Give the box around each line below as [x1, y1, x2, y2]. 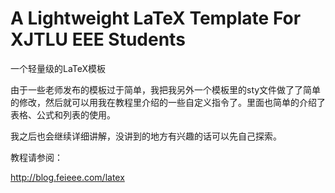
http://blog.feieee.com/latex [10, 171, 125, 183]
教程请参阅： [10, 151, 63, 163]
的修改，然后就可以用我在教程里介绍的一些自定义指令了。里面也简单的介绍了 [10, 96, 326, 108]
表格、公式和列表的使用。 [10, 108, 116, 121]
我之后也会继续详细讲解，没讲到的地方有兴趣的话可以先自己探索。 [10, 130, 282, 142]
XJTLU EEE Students [10, 28, 186, 51]
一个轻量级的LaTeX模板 [10, 62, 107, 74]
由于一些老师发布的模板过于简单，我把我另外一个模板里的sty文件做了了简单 [10, 83, 322, 96]
